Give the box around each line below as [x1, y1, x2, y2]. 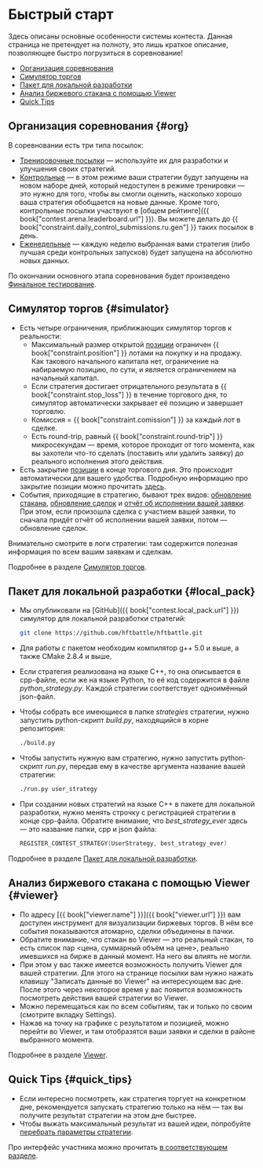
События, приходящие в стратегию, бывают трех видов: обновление [19, 489, 252, 500]
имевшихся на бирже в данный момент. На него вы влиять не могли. [19, 951, 253, 961]
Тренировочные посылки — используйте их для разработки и [19, 156, 228, 165]
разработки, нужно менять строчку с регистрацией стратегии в [19, 807, 236, 817]
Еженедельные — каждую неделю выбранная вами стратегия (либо [19, 239, 250, 248]
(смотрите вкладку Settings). [19, 1009, 117, 1019]
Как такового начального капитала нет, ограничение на [31, 356, 219, 366]
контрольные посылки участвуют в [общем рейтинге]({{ [19, 206, 210, 215]
